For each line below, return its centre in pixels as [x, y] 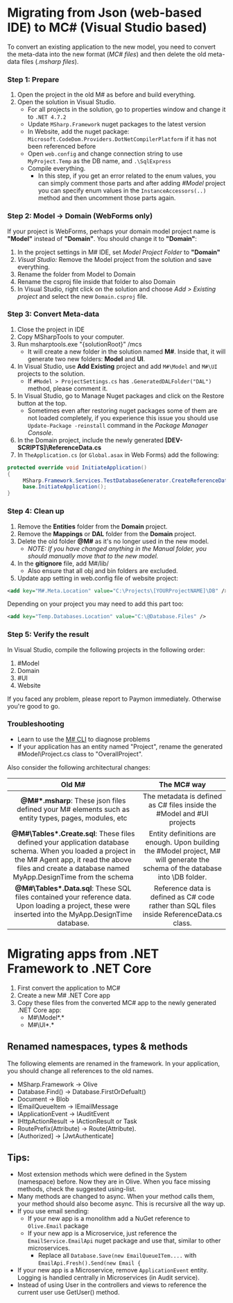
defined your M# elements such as [73, 809]
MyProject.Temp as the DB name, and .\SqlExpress [100, 161]
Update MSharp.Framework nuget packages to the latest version [117, 124]
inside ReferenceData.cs [182, 914]
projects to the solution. [51, 374]
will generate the [182, 859]
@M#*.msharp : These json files [73, 800]
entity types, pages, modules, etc [73, 818]
